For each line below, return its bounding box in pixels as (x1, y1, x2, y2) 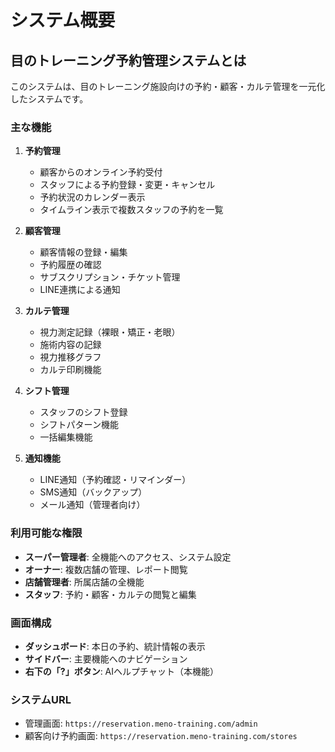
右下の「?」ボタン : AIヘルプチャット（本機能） (24, 665, 219, 677)
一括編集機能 (39, 431, 93, 443)
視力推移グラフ (39, 351, 102, 363)
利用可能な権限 (10, 526, 83, 540)
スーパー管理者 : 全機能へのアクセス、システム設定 (24, 551, 232, 563)
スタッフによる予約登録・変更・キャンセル (39, 179, 216, 191)
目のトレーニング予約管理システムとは (10, 52, 247, 69)
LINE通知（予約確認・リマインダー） (39, 474, 192, 486)
